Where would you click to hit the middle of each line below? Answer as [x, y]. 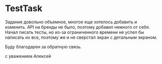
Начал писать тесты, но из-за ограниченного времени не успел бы [74, 32]
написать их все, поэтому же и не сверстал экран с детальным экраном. [81, 37]
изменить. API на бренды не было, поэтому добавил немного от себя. [77, 27]
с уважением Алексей [28, 56]
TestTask [24, 8]
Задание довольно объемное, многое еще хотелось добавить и [71, 22]
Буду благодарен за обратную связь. [44, 47]
